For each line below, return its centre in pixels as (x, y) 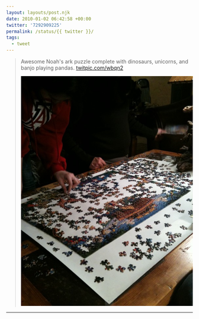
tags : (13, 38)
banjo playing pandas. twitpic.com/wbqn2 (72, 68)
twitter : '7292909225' (34, 25)
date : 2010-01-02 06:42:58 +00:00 (49, 19)
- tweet (21, 44)
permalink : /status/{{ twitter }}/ (50, 31)
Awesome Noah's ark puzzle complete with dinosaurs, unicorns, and (104, 61)
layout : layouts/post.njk (38, 12)
